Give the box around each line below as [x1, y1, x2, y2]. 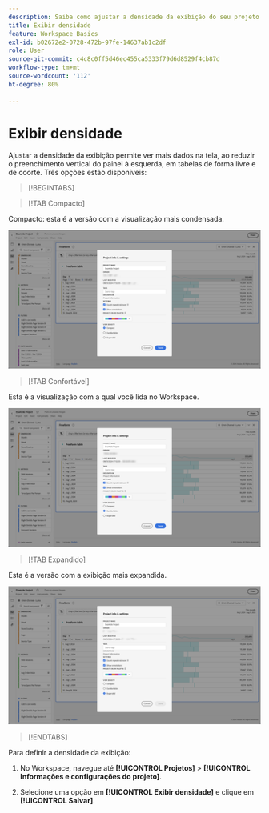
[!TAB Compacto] [27, 198, 86, 208]
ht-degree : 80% [8, 80, 59, 88]
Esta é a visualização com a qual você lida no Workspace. [8, 392, 199, 402]
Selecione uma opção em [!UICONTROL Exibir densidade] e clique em [19, 787, 255, 797]
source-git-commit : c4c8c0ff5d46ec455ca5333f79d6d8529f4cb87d [8, 55, 220, 63]
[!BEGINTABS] [27, 183, 75, 193]
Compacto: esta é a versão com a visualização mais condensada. [8, 214, 224, 224]
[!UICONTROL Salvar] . [19, 796, 95, 806]
